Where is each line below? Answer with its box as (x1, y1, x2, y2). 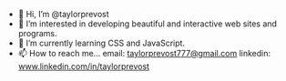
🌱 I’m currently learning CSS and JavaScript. (17, 37, 185, 48)
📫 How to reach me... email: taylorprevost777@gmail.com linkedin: (17, 48, 271, 58)
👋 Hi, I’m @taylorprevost (17, 9, 109, 19)
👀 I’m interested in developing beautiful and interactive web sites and (17, 18, 278, 29)
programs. (17, 28, 57, 38)
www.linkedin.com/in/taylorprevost (17, 61, 150, 72)
